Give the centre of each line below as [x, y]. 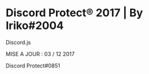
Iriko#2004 [35, 26]
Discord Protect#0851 [33, 66]
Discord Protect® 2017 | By [74, 13]
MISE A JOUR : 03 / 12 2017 [40, 54]
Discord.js [18, 42]
